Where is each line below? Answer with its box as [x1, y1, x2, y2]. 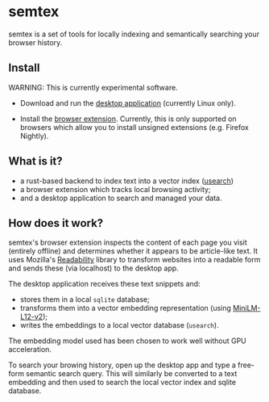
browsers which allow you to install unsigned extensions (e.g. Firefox [19, 122, 250, 132]
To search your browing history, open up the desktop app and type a [8, 360, 236, 370]
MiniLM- [233, 304, 261, 313]
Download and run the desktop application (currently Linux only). [19, 98, 236, 107]
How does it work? [8, 216, 104, 230]
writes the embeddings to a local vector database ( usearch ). [19, 320, 219, 330]
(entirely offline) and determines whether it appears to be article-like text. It [8, 246, 259, 256]
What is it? [8, 154, 63, 168]
